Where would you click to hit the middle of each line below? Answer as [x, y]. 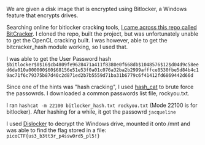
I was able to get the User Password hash [59, 59]
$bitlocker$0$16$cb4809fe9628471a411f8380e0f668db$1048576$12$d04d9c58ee [103, 65]
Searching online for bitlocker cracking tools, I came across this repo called [102, 27]
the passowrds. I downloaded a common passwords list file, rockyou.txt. [98, 93]
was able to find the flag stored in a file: [56, 130]
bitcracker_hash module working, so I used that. [67, 47]
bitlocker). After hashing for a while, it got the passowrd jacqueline [91, 112]
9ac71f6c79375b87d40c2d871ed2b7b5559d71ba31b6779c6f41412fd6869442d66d [100, 76]
